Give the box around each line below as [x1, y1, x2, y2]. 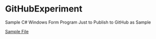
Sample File [5, 28, 29, 34]
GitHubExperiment [5, 3, 82, 14]
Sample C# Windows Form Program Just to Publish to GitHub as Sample [5, 19, 151, 25]
